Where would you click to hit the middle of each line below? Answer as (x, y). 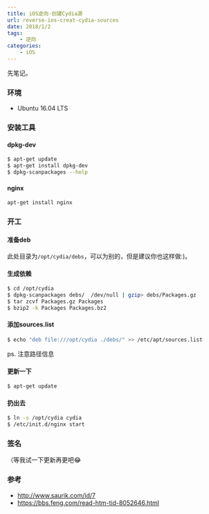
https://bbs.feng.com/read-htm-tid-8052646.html (88, 503)
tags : (15, 33)
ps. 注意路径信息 (30, 354)
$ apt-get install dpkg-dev (48, 166)
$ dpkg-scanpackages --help (48, 172)
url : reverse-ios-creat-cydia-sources (63, 20)
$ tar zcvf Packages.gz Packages (55, 302)
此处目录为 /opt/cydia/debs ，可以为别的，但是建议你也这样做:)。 (99, 256)
